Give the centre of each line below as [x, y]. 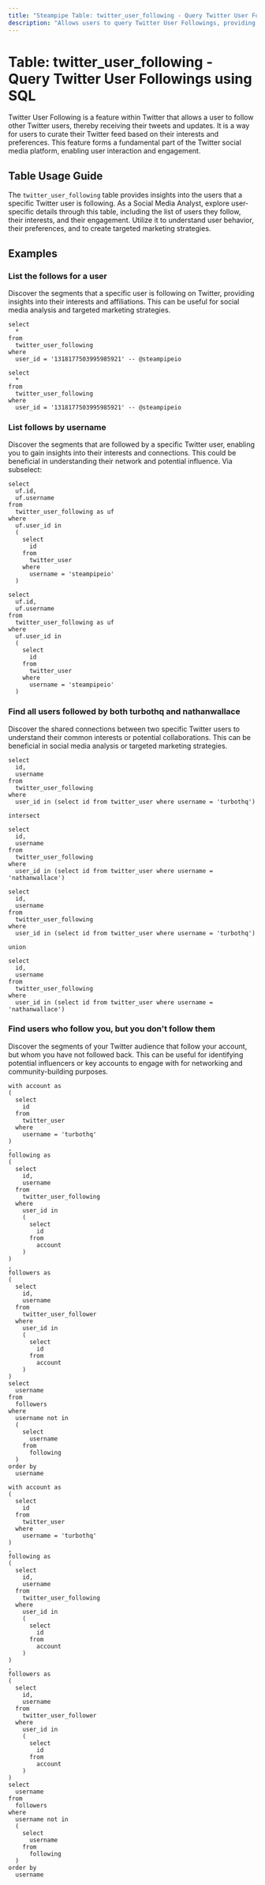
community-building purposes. [58, 1071]
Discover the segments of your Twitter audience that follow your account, [128, 1046]
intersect [24, 815]
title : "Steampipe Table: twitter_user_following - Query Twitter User [128, 15]
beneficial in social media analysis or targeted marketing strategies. [118, 746]
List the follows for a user [58, 276]
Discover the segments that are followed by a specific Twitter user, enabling [131, 444]
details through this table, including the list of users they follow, [138, 212]
